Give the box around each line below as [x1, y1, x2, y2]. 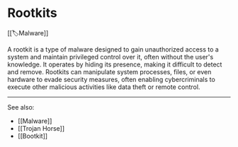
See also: [7, 102, 35, 111]
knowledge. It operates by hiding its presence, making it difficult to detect [7, 60, 222, 69]
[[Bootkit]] [17, 131, 48, 140]
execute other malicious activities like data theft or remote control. [7, 83, 200, 91]
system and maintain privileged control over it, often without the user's [7, 52, 214, 61]
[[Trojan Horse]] [17, 124, 65, 132]
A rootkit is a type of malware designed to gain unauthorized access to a [7, 45, 220, 54]
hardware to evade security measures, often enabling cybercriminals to [7, 75, 216, 83]
